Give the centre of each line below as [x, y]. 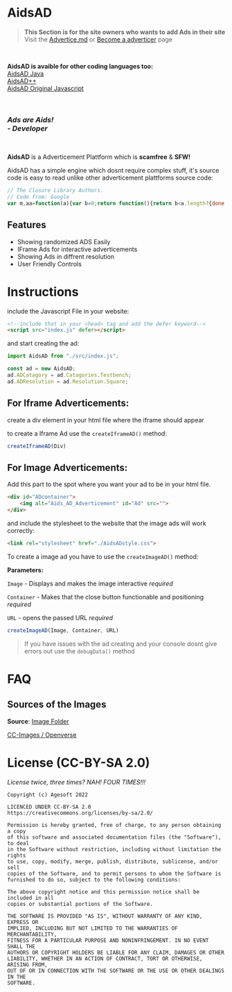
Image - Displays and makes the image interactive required [90, 583]
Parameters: [25, 570]
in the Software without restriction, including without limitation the [114, 849]
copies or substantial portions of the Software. [80, 904]
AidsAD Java [26, 74]
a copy [17, 831]
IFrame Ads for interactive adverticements [77, 249]
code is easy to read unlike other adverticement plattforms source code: [110, 178]
